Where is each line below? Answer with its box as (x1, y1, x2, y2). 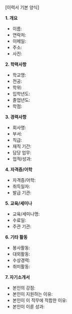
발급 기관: (12, 190, 31, 195)
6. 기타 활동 (5, 234, 28, 240)
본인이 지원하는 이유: (12, 291, 53, 297)
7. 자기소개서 (5, 274, 30, 280)
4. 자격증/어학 (5, 167, 32, 172)
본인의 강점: (12, 285, 36, 290)
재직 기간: (12, 143, 31, 149)
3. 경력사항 (5, 114, 26, 120)
